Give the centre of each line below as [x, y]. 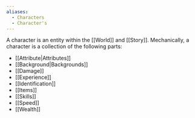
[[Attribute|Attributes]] [43, 58]
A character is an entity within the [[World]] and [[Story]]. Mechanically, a [98, 40]
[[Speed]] [27, 103]
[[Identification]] [35, 84]
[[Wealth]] [28, 110]
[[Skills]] [25, 96]
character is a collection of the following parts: [64, 46]
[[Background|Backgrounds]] [51, 64]
